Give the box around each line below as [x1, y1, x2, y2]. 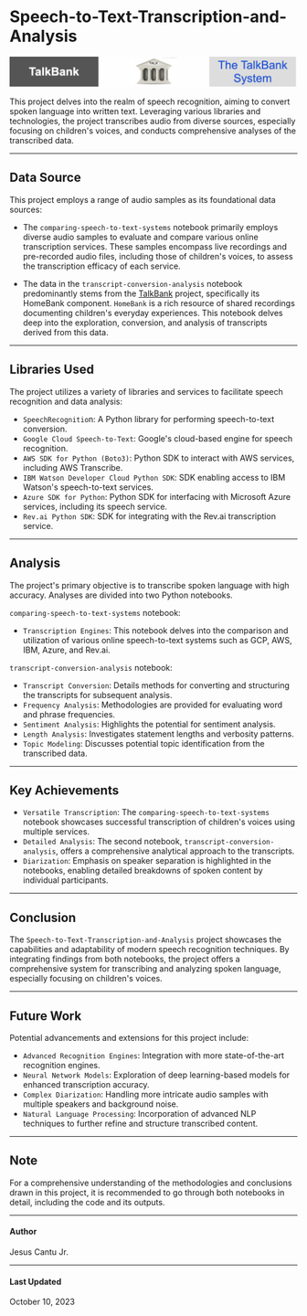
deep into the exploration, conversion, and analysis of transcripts [22, 317, 268, 328]
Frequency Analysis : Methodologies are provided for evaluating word [22, 699, 283, 710]
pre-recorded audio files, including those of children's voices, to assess [22, 250, 294, 261]
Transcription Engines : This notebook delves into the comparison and [22, 624, 289, 636]
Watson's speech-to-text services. [22, 482, 153, 493]
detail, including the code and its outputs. [9, 1196, 165, 1207]
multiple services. [22, 826, 90, 837]
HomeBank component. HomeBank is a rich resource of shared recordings [22, 297, 295, 308]
